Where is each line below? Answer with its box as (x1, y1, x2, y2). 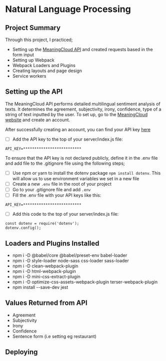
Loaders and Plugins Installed (5, 239, 99, 247)
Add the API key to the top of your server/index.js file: (12, 136, 123, 142)
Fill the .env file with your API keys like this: (12, 192, 101, 198)
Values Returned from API (5, 299, 87, 307)
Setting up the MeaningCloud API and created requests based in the (12, 47, 153, 52)
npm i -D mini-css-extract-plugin (12, 274, 81, 279)
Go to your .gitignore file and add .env (12, 187, 91, 192)
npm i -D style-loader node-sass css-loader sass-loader (12, 258, 129, 263)
